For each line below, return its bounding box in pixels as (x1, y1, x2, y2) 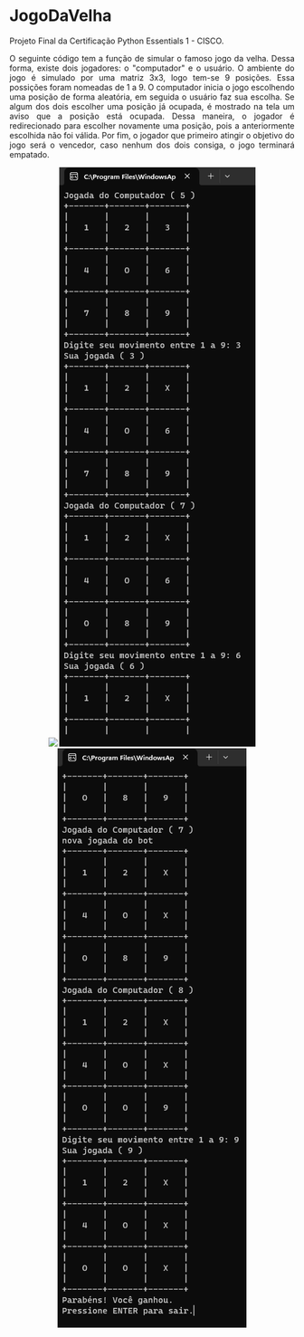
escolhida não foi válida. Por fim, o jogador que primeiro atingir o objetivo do (9, 129, 295, 140)
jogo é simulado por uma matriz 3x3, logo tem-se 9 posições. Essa (9, 72, 295, 82)
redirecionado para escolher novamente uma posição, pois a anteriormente (9, 119, 295, 131)
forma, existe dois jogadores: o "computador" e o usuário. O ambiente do (9, 62, 295, 73)
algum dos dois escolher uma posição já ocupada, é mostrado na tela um (9, 100, 295, 111)
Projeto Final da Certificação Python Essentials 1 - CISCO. (9, 35, 224, 46)
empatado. (9, 148, 50, 159)
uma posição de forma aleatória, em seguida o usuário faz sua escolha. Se (9, 91, 295, 102)
